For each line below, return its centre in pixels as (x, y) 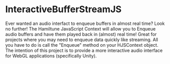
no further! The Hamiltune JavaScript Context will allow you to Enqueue (80, 28)
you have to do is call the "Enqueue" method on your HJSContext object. (82, 45)
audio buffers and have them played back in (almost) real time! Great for (81, 34)
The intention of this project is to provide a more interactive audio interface (84, 50)
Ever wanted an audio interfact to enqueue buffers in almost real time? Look (85, 23)
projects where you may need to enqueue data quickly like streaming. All (82, 40)
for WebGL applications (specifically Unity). (51, 56)
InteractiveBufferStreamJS (63, 9)
